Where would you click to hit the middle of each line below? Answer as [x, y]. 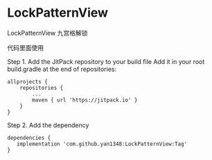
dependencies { [29, 138]
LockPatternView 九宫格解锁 [47, 33]
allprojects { [28, 81]
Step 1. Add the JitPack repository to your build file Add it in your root [106, 61]
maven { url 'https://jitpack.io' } [85, 100]
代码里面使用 [25, 47]
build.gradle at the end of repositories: [62, 69]
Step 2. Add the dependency [48, 125]
